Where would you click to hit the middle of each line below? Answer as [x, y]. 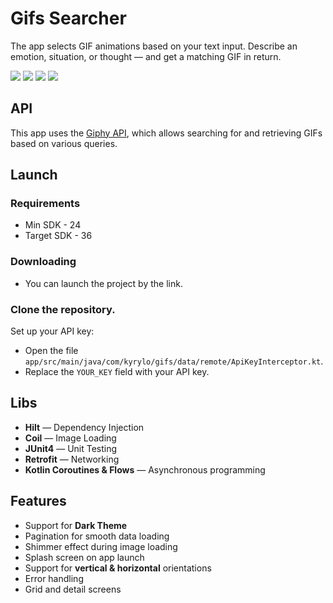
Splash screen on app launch [84, 557]
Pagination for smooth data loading [97, 536]
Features [38, 501]
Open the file [51, 351]
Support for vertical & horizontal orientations [118, 568]
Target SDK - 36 [58, 236]
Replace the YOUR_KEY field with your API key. [117, 372]
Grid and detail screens [73, 589]
